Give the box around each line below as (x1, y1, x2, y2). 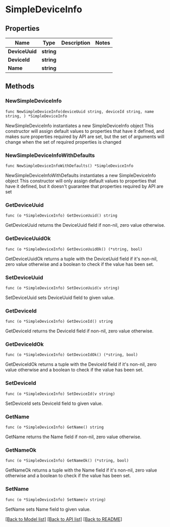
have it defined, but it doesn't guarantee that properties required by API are (5, 183, 163, 189)
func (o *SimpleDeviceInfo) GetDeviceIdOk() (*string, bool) (5, 353, 138, 358)
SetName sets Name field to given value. (5, 506, 91, 512)
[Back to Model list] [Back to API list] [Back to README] (5, 516, 123, 522)
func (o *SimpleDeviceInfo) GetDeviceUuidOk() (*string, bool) (5, 246, 143, 252)
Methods (5, 82, 35, 91)
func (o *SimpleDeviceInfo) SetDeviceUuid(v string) (5, 285, 120, 290)
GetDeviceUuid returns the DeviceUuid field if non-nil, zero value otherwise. (5, 222, 165, 228)
